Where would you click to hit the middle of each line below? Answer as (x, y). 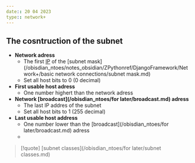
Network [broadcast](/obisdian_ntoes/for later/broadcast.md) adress (102, 99)
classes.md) (35, 155)
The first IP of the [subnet (55, 61)
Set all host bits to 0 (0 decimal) (62, 80)
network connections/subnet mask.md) (103, 74)
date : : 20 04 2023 (29, 12)
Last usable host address (46, 118)
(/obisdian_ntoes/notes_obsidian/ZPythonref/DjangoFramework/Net (106, 68)
